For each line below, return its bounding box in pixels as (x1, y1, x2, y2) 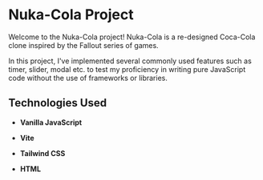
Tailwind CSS (19, 148, 66, 158)
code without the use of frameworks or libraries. (8, 73, 168, 82)
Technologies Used (8, 96, 107, 110)
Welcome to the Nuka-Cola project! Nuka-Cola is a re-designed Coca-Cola (8, 32, 256, 42)
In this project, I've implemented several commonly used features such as (8, 56, 253, 66)
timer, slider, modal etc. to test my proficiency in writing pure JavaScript (8, 64, 246, 74)
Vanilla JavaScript (19, 118, 83, 127)
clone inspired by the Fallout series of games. (8, 40, 159, 50)
